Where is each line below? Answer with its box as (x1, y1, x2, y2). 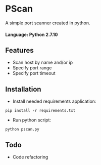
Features (5, 46, 34, 55)
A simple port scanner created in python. (5, 20, 90, 26)
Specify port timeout (12, 70, 56, 76)
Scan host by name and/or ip (12, 59, 73, 66)
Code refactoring (12, 154, 48, 160)
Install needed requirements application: (12, 98, 96, 104)
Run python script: (12, 117, 52, 123)
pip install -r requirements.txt (5, 108, 76, 113)
